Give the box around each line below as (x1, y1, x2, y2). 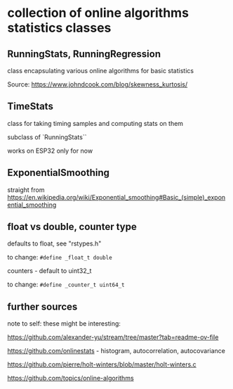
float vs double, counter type (7, 221, 137, 233)
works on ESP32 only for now (7, 146, 93, 155)
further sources (7, 300, 78, 312)
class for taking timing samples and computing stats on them (7, 119, 184, 127)
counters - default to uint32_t (7, 267, 92, 275)
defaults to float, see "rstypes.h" (7, 239, 102, 248)
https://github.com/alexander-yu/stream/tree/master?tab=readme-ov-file (7, 333, 219, 342)
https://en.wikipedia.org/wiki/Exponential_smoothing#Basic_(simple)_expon (7, 193, 226, 201)
